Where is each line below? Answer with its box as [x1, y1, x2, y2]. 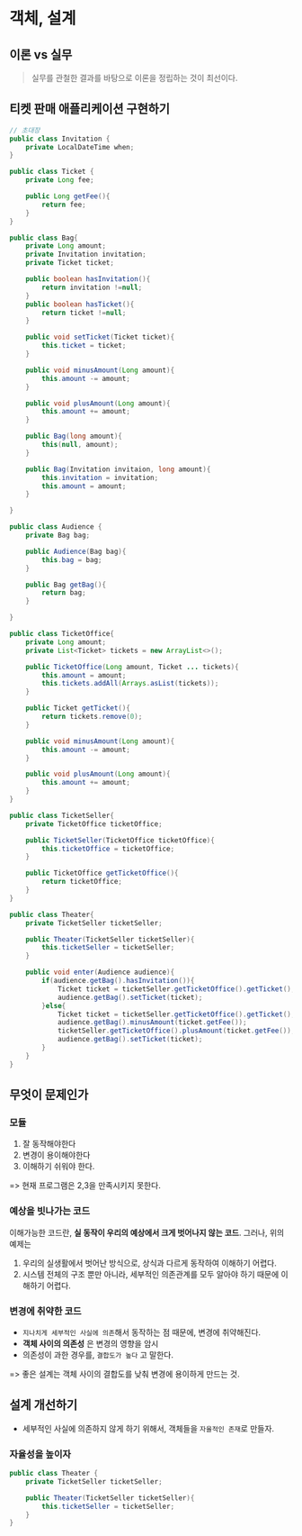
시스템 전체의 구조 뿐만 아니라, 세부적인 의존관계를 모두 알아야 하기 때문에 [22, 1268, 280, 1279]
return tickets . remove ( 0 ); [41, 713, 143, 722]
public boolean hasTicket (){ [25, 299, 135, 309]
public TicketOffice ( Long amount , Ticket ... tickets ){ [25, 662, 240, 671]
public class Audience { [9, 523, 102, 532]
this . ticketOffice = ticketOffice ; [41, 844, 175, 853]
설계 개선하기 [9, 1397, 78, 1413]
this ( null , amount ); [41, 441, 119, 450]
